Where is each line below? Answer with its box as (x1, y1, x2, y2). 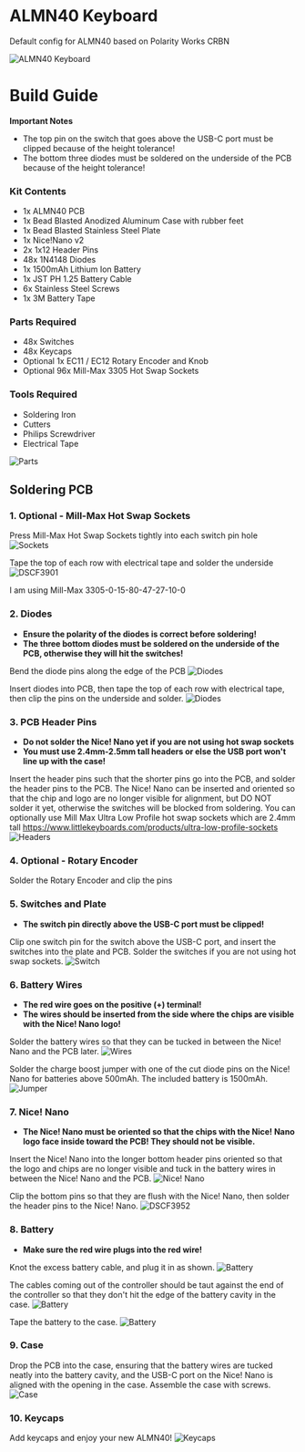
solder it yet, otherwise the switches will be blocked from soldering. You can (9, 803, 296, 814)
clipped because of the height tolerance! (22, 142, 176, 153)
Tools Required (9, 389, 77, 401)
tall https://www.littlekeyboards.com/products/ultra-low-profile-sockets (9, 822, 279, 833)
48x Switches (22, 337, 75, 347)
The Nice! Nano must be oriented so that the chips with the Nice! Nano (22, 1126, 295, 1137)
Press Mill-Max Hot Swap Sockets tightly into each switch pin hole (9, 530, 258, 541)
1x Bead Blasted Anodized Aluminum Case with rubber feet (22, 215, 244, 226)
